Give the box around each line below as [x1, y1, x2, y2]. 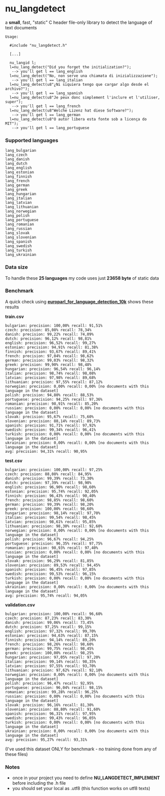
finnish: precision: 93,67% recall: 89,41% [5, 349, 96, 354]
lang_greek [5, 187, 28, 192]
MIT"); [5, 121, 19, 126]
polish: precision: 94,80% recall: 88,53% [5, 392, 94, 397]
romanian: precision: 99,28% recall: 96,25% [5, 689, 98, 694]
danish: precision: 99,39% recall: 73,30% [5, 476, 94, 481]
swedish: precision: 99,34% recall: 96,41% [5, 427, 96, 432]
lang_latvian [5, 200, 32, 205]
